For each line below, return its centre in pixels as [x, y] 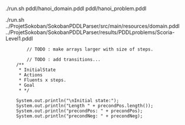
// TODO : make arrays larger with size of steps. [90, 49]
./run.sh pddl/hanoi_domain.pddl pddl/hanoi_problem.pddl [76, 9]
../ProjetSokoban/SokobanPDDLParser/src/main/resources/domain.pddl [93, 26]
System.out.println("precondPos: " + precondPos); [80, 111]
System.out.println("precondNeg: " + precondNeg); [80, 116]
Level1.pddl [19, 38]
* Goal [27, 85]
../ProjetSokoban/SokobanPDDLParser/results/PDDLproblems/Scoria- [90, 32]
